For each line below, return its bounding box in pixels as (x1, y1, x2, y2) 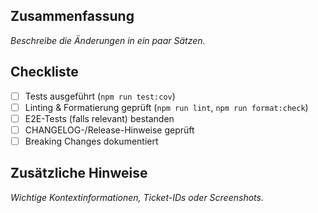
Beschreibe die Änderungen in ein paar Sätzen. (10, 34, 206, 46)
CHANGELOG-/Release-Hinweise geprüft (24, 124, 195, 136)
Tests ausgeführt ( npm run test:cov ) (24, 90, 176, 102)
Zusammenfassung (10, 8, 135, 25)
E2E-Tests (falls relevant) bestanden (24, 112, 175, 124)
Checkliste (10, 64, 79, 81)
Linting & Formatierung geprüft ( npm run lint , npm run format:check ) (24, 101, 309, 113)
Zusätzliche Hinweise (10, 165, 148, 182)
